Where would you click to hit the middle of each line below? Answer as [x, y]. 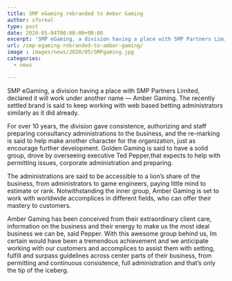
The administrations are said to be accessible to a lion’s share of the [104, 176]
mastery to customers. [39, 205]
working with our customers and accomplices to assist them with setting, [111, 248]
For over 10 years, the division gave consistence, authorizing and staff [107, 126]
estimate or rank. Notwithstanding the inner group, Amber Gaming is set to [113, 191]
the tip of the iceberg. [38, 270]
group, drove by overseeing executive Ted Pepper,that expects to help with [114, 155]
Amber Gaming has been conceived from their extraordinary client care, [109, 219]
